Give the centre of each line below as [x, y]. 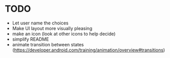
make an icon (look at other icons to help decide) [64, 34]
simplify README [30, 39]
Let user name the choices [40, 23]
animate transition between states [48, 44]
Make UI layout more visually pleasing [52, 28]
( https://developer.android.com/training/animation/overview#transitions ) [89, 50]
